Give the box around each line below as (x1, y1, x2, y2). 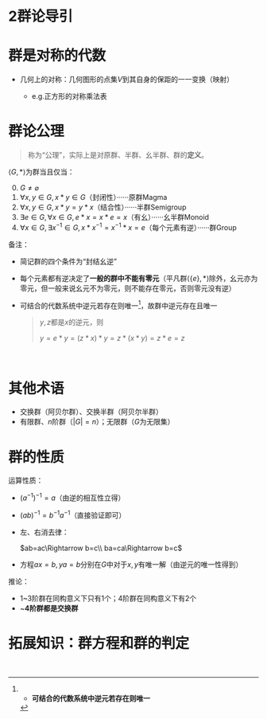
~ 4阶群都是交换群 (19, 603, 79, 613)
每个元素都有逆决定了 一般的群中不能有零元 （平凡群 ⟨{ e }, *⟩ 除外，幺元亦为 (19, 273, 258, 283)
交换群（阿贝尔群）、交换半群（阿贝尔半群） (19, 407, 163, 416)
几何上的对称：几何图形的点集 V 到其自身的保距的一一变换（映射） (19, 75, 234, 84)
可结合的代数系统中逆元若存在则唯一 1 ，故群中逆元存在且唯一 (19, 299, 218, 311)
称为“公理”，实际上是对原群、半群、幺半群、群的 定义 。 (27, 150, 209, 160)
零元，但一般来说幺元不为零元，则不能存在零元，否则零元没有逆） (19, 283, 236, 293)
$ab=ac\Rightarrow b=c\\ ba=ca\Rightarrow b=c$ (19, 543, 183, 553)
